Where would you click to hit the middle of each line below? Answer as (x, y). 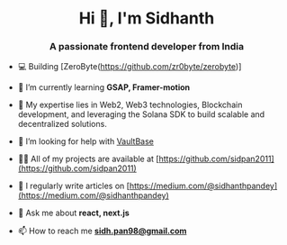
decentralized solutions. (63, 124)
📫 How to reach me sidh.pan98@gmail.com (102, 231)
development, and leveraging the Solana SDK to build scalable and (141, 114)
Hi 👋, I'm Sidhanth (147, 18)
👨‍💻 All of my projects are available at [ (88, 159)
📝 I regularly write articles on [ (74, 186)
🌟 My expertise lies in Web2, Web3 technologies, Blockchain (130, 105)
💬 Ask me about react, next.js (74, 213)
